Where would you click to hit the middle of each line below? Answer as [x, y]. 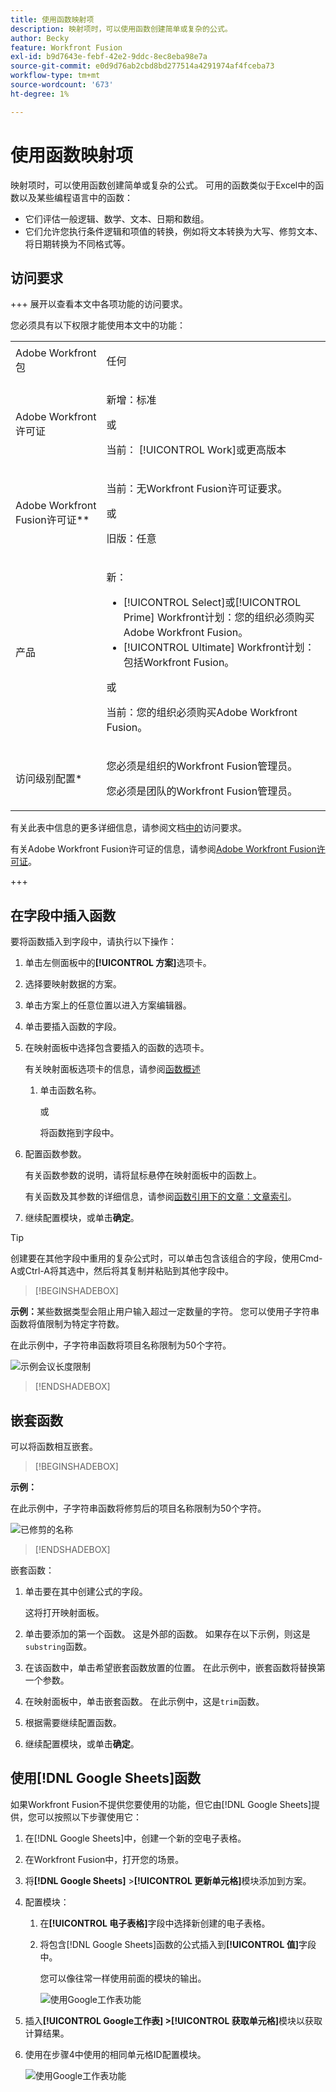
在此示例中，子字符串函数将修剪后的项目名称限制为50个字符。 [138, 1508]
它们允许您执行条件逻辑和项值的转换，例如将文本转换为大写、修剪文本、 [173, 231]
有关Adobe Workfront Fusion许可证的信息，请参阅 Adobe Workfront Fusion [163, 849]
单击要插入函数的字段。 [73, 1027]
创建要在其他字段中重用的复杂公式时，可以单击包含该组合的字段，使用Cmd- [166, 1258]
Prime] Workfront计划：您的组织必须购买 [219, 618]
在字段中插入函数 [63, 915]
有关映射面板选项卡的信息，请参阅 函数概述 [112, 1069]
